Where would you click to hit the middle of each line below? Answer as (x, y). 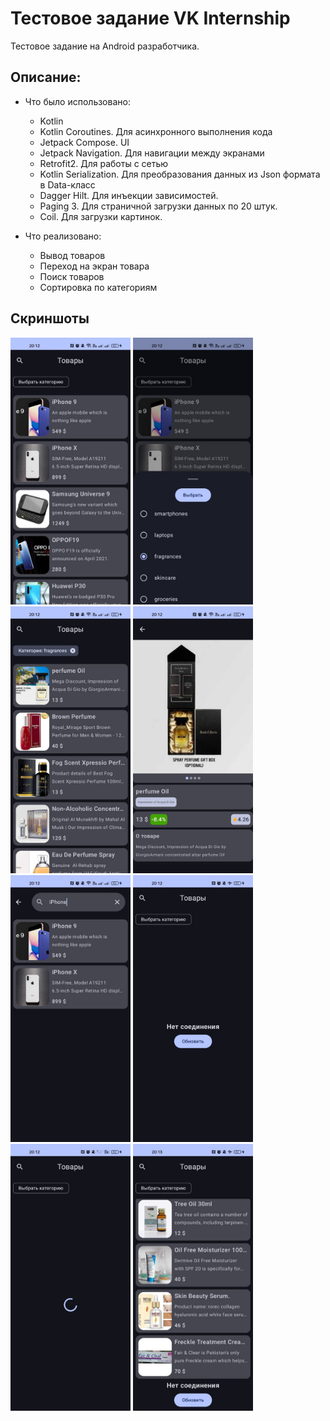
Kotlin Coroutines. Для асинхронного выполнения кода (156, 131)
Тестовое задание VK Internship (150, 18)
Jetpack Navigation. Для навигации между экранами (152, 153)
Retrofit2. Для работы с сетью (104, 163)
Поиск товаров (72, 276)
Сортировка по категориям (98, 287)
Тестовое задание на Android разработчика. (105, 46)
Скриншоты (50, 318)
